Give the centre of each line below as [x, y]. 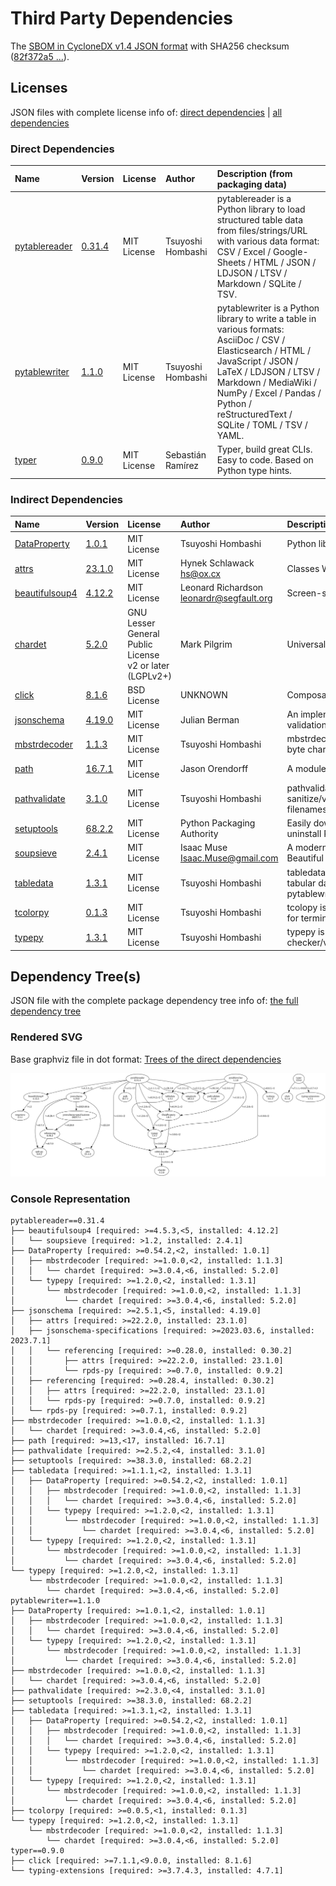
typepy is [305, 932]
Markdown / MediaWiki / [267, 383]
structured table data [259, 219]
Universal [306, 644]
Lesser [141, 623]
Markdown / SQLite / [259, 283]
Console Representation [70, 1199]
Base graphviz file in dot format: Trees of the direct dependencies [146, 1059]
